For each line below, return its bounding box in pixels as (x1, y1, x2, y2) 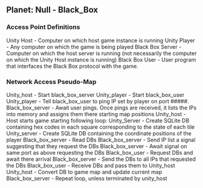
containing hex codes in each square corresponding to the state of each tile (6, 123, 195, 131)
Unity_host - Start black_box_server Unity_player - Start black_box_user (6, 91, 185, 99)
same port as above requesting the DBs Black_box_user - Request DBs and (6, 149, 193, 156)
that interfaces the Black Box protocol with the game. (6, 62, 139, 70)
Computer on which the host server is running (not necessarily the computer (6, 50, 197, 57)
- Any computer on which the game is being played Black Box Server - (6, 43, 182, 50)
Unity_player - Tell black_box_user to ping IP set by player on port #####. (6, 97, 189, 105)
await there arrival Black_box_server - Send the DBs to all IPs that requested (6, 155, 196, 163)
